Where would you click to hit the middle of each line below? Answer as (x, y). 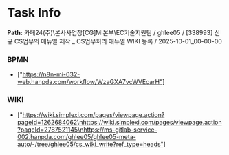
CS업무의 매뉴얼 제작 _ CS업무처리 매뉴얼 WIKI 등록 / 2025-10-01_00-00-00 (118, 41)
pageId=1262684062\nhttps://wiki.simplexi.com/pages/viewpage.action (119, 122)
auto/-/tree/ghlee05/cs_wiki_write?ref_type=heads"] (91, 144)
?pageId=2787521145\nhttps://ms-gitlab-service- (87, 130)
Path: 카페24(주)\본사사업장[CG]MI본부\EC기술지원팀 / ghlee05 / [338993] (110, 32)
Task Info (34, 13)
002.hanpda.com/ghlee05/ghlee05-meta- (76, 136)
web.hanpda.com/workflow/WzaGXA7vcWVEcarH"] (91, 82)
